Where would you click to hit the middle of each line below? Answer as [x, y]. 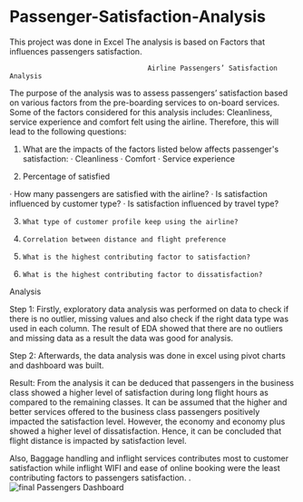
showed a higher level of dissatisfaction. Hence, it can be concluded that [146, 431]
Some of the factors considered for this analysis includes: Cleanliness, [141, 112]
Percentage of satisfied [66, 176]
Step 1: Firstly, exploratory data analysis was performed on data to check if [149, 309]
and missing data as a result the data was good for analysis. [122, 338]
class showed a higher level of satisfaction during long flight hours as [139, 392]
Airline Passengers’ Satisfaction [213, 68]
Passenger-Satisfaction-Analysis [137, 17]
